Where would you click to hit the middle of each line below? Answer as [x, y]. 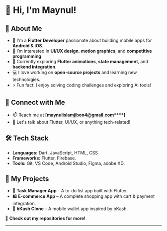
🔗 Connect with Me [35, 103]
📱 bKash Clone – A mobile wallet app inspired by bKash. [70, 209]
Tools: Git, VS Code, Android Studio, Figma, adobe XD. [69, 163]
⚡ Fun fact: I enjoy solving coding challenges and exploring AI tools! [82, 85]
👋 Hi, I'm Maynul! [41, 10]
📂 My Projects [27, 179]
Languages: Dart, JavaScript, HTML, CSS [55, 153]
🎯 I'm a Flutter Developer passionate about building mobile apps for [82, 40]
